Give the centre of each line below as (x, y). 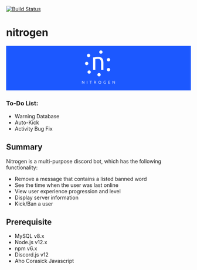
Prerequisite (29, 222)
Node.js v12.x (31, 242)
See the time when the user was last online (67, 185)
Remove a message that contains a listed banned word (81, 179)
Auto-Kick (27, 122)
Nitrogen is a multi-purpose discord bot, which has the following (84, 161)
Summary (24, 147)
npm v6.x (26, 248)
